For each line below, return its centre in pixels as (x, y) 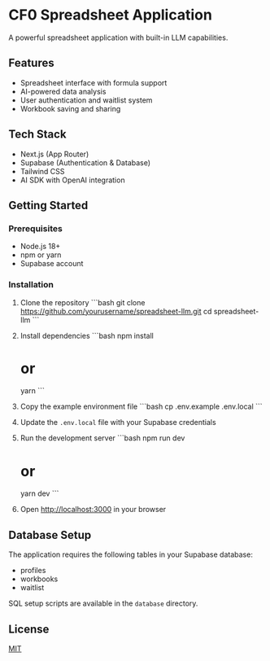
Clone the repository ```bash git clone (83, 302)
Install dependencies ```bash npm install (87, 335)
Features (31, 63)
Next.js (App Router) (54, 154)
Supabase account (52, 264)
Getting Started (48, 205)
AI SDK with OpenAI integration (72, 180)
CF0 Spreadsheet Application (111, 15)
